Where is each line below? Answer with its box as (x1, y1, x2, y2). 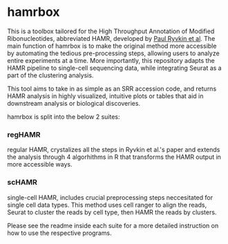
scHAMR (7, 178, 38, 187)
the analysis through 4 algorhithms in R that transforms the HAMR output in (7, 153, 221, 161)
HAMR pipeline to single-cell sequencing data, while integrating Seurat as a (7, 64, 222, 72)
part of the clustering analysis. (7, 71, 94, 79)
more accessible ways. (7, 160, 73, 169)
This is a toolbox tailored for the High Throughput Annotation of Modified (7, 27, 215, 35)
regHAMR (7, 129, 41, 139)
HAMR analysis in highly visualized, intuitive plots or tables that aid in (7, 91, 204, 100)
